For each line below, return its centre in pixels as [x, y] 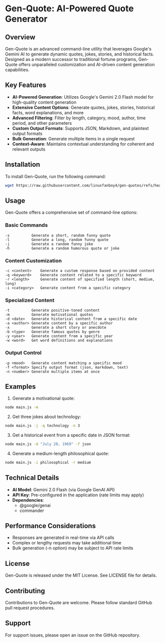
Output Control [23, 353]
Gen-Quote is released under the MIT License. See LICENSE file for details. [81, 575]
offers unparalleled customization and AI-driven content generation [86, 65]
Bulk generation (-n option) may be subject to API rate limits [73, 548]
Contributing [25, 591]
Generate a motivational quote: [43, 399]
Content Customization [34, 261]
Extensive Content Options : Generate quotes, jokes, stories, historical [83, 107]
